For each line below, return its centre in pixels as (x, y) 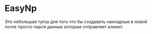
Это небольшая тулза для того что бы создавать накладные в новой (76, 22)
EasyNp (21, 8)
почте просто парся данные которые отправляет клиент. (64, 26)
